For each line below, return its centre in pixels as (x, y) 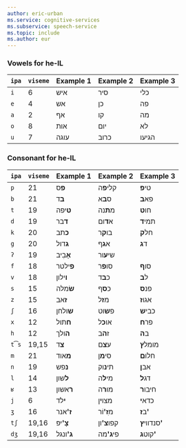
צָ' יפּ (62, 422)
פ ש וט (106, 311)
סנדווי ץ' (152, 422)
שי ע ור (106, 254)
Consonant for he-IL (42, 158)
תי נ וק (106, 367)
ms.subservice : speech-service (52, 26)
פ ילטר (65, 266)
